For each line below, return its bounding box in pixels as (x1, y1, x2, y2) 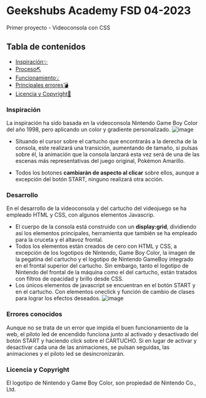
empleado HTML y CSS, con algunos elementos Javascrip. (6, 211, 155, 219)
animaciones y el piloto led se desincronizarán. (6, 350, 125, 357)
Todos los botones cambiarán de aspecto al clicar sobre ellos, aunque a (15, 169, 199, 176)
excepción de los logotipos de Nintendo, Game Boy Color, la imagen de (15, 249, 196, 257)
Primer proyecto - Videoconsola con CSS (6, 24, 110, 31)
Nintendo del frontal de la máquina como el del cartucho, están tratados (15, 269, 197, 276)
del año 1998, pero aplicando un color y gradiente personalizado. (6, 126, 171, 133)
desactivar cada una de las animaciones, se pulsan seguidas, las (6, 344, 170, 351)
